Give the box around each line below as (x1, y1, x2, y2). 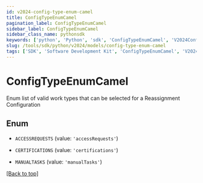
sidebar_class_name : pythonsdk (6, 32, 85, 38)
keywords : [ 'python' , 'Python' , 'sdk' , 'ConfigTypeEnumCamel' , (6, 37, 169, 43)
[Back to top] (6, 170, 39, 177)
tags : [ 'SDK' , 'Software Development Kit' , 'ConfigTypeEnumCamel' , (6, 48, 180, 55)
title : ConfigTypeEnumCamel (6, 15, 77, 21)
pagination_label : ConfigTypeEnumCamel (6, 20, 107, 26)
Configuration (6, 101, 41, 108)
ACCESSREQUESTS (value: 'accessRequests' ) (14, 135, 119, 142)
